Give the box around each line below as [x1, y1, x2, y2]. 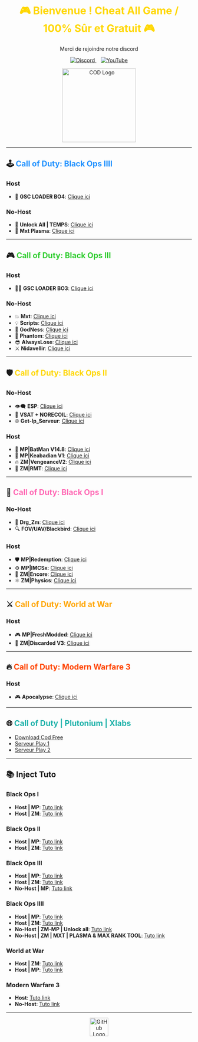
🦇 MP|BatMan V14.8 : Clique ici [14, 446, 90, 453]
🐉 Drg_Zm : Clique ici [14, 519, 65, 526]
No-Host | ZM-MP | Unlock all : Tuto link [14, 925, 112, 932]
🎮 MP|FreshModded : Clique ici [14, 631, 93, 638]
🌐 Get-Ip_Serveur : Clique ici [14, 417, 84, 424]
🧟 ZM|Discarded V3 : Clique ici [14, 639, 90, 647]
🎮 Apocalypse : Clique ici [14, 693, 78, 701]
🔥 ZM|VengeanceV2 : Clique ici [14, 458, 91, 465]
